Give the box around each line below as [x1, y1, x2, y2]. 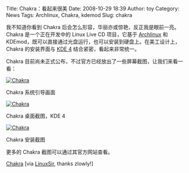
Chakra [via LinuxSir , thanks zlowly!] [6, 160, 93, 167]
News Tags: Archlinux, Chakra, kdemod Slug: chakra [6, 12, 132, 19]
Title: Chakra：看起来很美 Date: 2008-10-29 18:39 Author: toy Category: [6, 5, 180, 12]
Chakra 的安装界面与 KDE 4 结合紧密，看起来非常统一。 [6, 45, 140, 52]
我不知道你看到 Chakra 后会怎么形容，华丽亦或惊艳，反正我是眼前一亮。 [6, 24, 180, 30]
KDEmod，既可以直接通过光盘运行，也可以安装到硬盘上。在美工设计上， [6, 38, 181, 45]
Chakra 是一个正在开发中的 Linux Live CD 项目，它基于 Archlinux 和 [6, 31, 168, 38]
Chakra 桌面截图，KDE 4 [6, 112, 66, 119]
